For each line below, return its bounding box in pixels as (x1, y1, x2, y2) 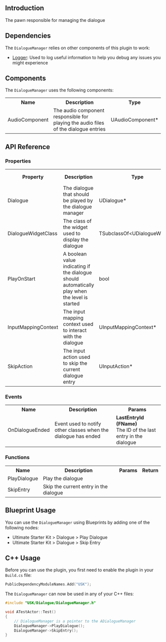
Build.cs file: (5, 572, 32, 578)
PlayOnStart (7, 275, 36, 282)
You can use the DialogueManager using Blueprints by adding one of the (5, 519, 150, 525)
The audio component (53, 107, 105, 114)
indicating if (63, 263, 90, 270)
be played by (63, 197, 93, 204)
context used (63, 321, 94, 327)
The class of (63, 218, 92, 225)
